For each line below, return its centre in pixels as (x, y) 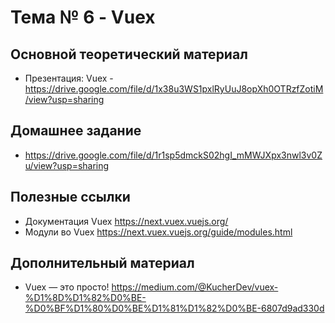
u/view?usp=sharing (67, 165)
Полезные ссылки (70, 197)
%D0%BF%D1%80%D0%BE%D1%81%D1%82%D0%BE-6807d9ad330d (174, 308)
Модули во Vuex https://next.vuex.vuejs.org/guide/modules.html (158, 232)
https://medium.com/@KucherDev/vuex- (195, 287)
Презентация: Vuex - (69, 78)
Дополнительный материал (102, 263)
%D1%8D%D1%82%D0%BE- (85, 298)
